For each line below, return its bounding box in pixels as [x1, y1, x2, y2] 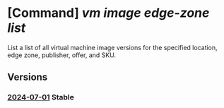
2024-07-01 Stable [7, 92, 74, 102]
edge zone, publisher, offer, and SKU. [7, 51, 117, 59]
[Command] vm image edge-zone [7, 5, 210, 21]
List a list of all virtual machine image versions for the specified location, [7, 43, 218, 52]
